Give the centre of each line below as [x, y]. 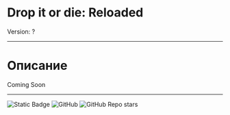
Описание [37, 66]
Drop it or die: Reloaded [75, 13]
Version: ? [21, 31]
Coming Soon [26, 84]
